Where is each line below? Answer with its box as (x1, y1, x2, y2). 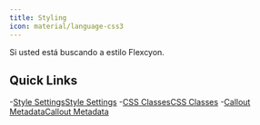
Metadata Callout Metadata (9, 106, 109, 118)
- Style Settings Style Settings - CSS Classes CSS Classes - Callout (9, 97, 251, 108)
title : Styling (9, 13, 67, 23)
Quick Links (9, 72, 78, 88)
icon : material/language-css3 (9, 22, 125, 31)
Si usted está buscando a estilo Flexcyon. (9, 46, 165, 57)
